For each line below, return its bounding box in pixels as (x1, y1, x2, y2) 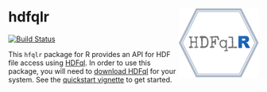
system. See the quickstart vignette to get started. (8, 75, 172, 84)
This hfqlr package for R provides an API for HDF (8, 49, 171, 59)
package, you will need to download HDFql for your (8, 66, 176, 75)
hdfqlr (8, 8, 50, 26)
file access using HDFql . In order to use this (8, 58, 151, 67)
